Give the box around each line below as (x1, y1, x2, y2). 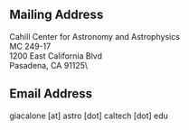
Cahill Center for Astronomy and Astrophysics (9, 31, 181, 42)
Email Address (9, 86, 93, 102)
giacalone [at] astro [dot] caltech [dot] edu (9, 110, 169, 121)
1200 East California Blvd (9, 50, 102, 61)
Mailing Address (9, 7, 104, 23)
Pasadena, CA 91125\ (9, 60, 89, 70)
